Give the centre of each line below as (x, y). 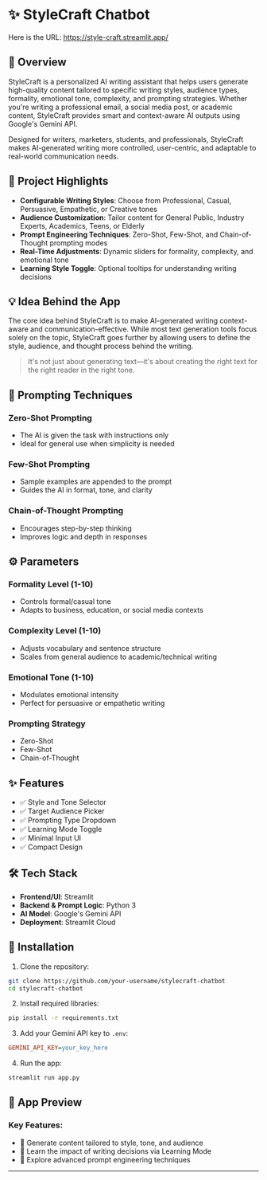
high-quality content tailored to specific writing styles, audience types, (124, 90)
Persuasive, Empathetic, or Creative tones (88, 209)
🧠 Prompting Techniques (71, 395)
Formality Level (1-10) (51, 584)
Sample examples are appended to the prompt (96, 482)
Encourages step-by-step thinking (76, 528)
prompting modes (79, 243)
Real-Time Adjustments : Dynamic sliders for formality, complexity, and (136, 251)
